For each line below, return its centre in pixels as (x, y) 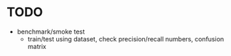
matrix (37, 46)
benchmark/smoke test (51, 31)
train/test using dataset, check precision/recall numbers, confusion (126, 38)
